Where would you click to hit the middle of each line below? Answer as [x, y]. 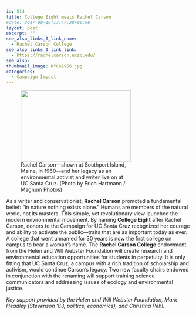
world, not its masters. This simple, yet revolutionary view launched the [92, 214]
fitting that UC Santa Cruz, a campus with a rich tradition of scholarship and [98, 263]
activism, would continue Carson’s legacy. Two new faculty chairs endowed [97, 270]
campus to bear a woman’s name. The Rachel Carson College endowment [96, 245]
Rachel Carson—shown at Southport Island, [73, 165]
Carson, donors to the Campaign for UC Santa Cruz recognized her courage [98, 226]
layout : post [22, 28]
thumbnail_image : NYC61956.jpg [44, 66]
